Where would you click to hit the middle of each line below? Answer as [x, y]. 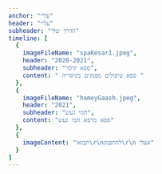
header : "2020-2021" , [58, 61]
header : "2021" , [50, 105]
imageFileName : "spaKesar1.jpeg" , [80, 53]
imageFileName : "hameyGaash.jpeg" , [82, 98]
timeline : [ [28, 38]
